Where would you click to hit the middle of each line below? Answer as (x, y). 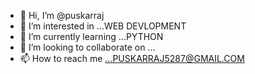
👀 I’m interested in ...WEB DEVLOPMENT (103, 26)
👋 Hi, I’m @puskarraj (62, 15)
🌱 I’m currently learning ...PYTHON (91, 36)
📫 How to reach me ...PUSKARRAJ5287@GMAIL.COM (132, 58)
